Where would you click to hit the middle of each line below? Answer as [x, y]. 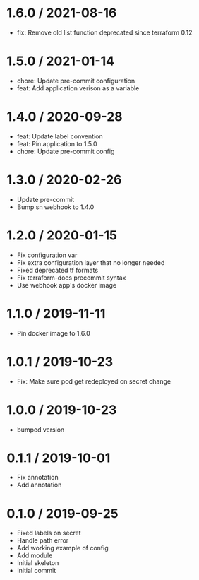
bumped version [41, 430]
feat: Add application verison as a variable [78, 88]
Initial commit [36, 571]
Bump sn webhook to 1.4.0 [55, 207]
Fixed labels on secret [49, 533]
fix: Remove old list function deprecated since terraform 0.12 [104, 32]
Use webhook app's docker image [67, 285]
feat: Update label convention [60, 136]
